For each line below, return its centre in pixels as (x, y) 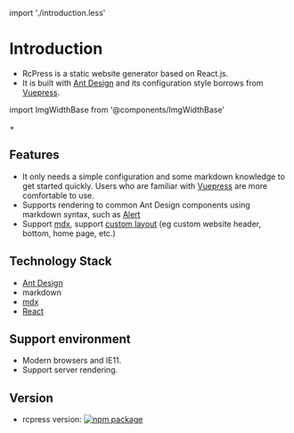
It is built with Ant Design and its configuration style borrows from (143, 83)
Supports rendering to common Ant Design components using (136, 205)
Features (34, 155)
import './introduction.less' (57, 13)
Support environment (70, 339)
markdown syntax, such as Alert (81, 214)
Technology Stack (61, 261)
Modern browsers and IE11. (72, 361)
